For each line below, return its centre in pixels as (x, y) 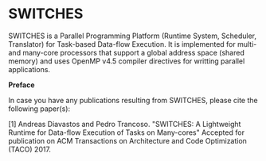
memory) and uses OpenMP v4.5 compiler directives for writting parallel (127, 61)
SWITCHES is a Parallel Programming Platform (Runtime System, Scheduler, (133, 36)
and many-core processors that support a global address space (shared (126, 52)
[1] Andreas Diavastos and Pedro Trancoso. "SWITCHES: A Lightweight (125, 124)
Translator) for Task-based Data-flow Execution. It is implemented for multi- (133, 44)
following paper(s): (39, 109)
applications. (29, 69)
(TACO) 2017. (30, 149)
